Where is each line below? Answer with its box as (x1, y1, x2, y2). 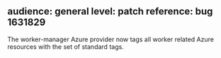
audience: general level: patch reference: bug (7, 6, 213, 17)
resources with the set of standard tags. (7, 42, 124, 51)
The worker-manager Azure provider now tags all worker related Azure (7, 35, 215, 43)
